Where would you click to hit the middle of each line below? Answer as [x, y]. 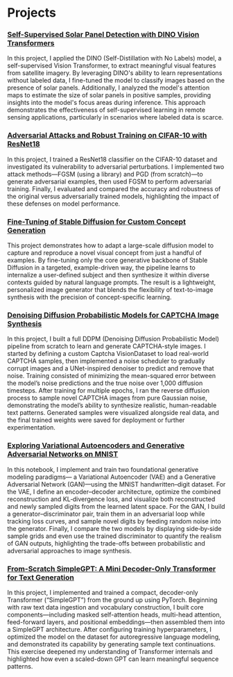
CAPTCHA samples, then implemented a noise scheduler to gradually [106, 361]
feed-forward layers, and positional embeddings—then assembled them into [116, 622]
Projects [32, 13]
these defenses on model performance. [64, 204]
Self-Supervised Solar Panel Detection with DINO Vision [103, 35]
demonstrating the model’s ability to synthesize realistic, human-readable [112, 405]
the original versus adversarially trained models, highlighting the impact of [113, 196]
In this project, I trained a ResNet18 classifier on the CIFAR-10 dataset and [112, 159]
